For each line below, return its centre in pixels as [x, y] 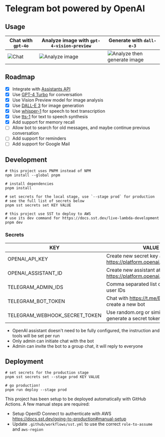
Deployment [24, 361]
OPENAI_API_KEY [28, 259]
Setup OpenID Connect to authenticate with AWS [62, 414]
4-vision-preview [71, 46]
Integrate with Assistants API [41, 89]
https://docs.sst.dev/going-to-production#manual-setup [69, 419]
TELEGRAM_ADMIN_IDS [35, 287]
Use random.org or [128, 312]
